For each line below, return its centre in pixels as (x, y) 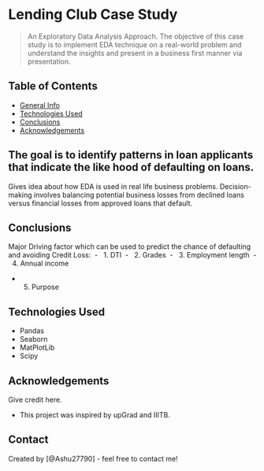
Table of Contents (53, 86)
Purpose (45, 287)
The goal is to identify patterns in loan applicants (131, 155)
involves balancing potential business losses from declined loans (139, 195)
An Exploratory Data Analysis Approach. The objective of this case (136, 36)
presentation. (49, 61)
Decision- (235, 186)
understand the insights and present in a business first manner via (135, 53)
